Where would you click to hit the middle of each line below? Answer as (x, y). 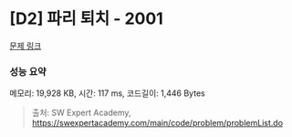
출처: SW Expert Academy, (81, 113)
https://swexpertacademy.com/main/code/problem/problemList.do (157, 123)
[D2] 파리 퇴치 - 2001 (87, 19)
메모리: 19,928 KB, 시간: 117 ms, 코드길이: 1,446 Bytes (107, 93)
